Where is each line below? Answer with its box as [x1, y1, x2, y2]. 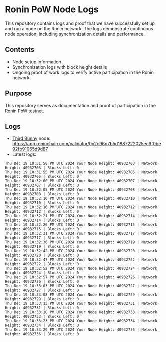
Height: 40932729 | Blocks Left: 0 [5, 297, 79, 302]
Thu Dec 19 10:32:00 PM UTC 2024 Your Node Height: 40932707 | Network [5, 179, 157, 184]
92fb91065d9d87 [12, 146, 48, 152]
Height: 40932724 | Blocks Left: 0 [5, 270, 79, 276]
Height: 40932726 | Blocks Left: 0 [5, 279, 79, 284]
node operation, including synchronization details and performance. [5, 31, 145, 37]
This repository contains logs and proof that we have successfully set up [5, 20, 155, 26]
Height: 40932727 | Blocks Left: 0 [5, 288, 79, 293]
